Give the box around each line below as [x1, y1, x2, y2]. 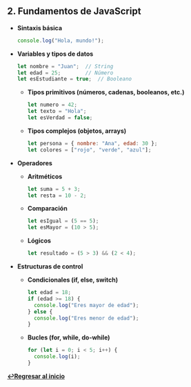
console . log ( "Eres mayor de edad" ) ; [33, 302, 139, 308]
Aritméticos [27, 172, 63, 180]
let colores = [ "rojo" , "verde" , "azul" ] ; [27, 146, 152, 154]
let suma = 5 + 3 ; [27, 185, 81, 192]
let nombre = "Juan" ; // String [17, 63, 114, 70]
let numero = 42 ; [27, 101, 78, 109]
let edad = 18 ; [27, 289, 71, 296]
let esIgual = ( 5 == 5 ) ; [27, 218, 99, 224]
